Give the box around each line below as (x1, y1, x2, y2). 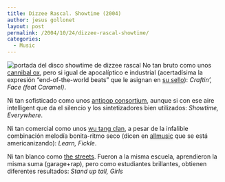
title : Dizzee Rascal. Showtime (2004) (7, 10, 122, 17)
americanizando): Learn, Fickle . (7, 139, 97, 147)
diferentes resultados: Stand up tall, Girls (7, 167, 124, 175)
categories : (7, 36, 41, 43)
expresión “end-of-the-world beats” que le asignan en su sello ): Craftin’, (7, 76, 212, 83)
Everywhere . (7, 111, 43, 119)
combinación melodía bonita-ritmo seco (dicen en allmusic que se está (7, 132, 208, 140)
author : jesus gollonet (7, 17, 76, 23)
